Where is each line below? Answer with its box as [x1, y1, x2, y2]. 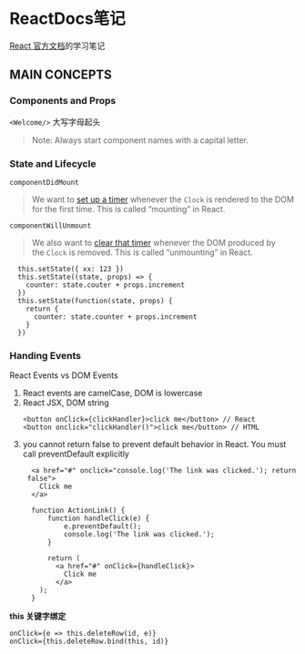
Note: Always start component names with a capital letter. [31, 134, 249, 146]
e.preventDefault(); [63, 522, 142, 531]
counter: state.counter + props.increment [33, 312, 198, 322]
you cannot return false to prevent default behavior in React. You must [22, 439, 287, 450]
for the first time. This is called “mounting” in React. [31, 203, 226, 214]
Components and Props [9, 95, 117, 107]
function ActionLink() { [31, 506, 126, 516]
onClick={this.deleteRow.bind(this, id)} [9, 637, 169, 647]
